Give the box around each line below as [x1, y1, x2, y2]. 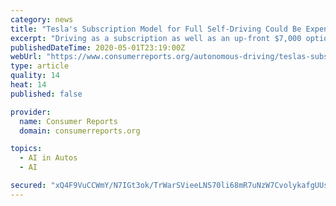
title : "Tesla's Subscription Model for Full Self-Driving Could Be [10, 24, 302, 34]
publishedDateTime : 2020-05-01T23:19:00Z [10, 42, 186, 53]
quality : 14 [10, 71, 60, 81]
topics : [10, 144, 43, 154]
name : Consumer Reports [19, 116, 118, 126]
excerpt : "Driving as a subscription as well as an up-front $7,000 [10, 33, 302, 43]
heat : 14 [10, 80, 47, 90]
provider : [10, 107, 52, 117]
